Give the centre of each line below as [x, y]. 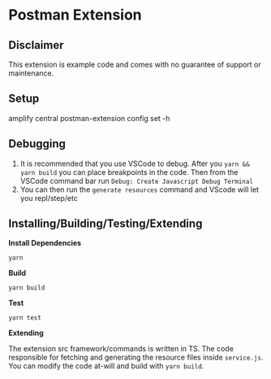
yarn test [25, 318]
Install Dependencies [45, 243]
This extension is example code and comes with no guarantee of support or [135, 64]
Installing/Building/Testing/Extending [105, 224]
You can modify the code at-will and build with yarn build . [106, 366]
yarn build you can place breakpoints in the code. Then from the [129, 172]
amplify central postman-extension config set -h [89, 118]
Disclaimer [36, 45]
